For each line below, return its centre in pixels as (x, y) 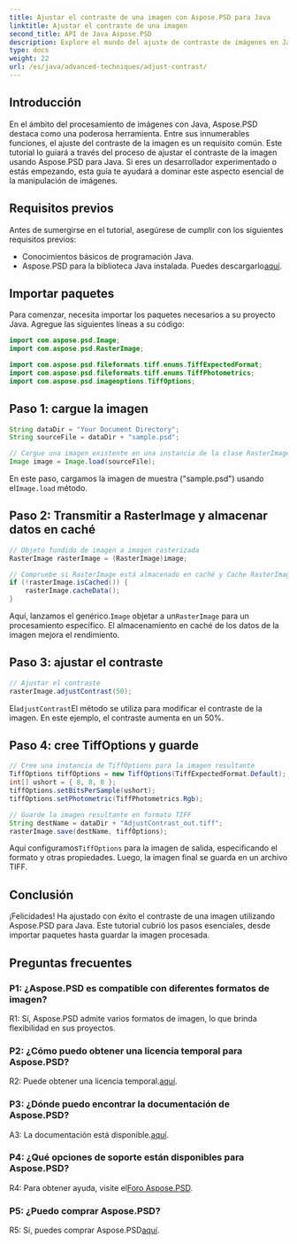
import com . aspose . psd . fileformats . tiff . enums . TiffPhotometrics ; (132, 373)
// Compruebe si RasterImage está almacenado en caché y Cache (128, 574)
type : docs (29, 51)
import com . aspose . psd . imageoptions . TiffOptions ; (103, 381)
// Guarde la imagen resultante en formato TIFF (100, 815)
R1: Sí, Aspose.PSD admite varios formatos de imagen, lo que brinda (133, 1018)
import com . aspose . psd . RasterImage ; (76, 349)
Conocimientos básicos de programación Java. (108, 256)
